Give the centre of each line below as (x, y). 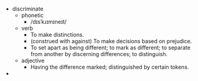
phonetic (32, 15)
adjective (33, 61)
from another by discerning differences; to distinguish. (99, 54)
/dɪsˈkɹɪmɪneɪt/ (49, 22)
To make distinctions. (57, 35)
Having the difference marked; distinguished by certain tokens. (110, 67)
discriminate (28, 9)
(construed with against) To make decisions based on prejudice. (111, 41)
